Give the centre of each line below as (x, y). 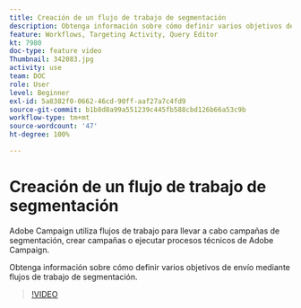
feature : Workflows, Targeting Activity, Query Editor (114, 34)
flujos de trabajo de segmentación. (73, 277)
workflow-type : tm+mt (50, 118)
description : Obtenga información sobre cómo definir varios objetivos (146, 26)
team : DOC (28, 76)
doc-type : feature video (56, 51)
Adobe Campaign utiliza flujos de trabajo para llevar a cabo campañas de (145, 231)
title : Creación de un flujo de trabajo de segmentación (118, 18)
